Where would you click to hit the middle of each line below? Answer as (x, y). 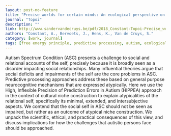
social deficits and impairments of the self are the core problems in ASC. (81, 74)
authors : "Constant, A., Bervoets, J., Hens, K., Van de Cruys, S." (79, 34)
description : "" (22, 24)
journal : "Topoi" (24, 19)
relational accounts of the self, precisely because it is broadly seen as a (80, 63)
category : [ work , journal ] (34, 39)
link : (11, 29)
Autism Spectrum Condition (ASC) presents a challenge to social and (78, 58)
